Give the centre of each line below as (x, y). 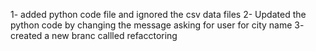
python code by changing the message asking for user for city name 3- (157, 25)
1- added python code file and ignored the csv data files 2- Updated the (158, 14)
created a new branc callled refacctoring (94, 35)
